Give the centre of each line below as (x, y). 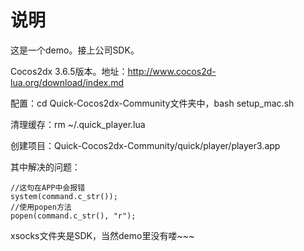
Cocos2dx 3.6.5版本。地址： (69, 71)
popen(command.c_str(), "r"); (73, 216)
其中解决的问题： (45, 167)
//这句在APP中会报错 (48, 187)
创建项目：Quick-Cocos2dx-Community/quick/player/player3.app (145, 145)
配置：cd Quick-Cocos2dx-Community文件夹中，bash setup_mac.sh (152, 103)
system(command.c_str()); (64, 196)
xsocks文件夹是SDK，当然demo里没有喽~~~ (102, 235)
